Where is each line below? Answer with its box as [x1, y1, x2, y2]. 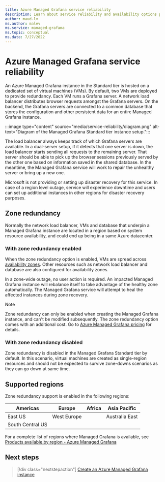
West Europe [52, 413, 82, 420]
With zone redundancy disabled [5, 339, 83, 346]
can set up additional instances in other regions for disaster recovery [5, 190, 145, 195]
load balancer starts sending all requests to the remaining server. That [5, 149, 147, 155]
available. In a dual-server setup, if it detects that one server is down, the [5, 143, 153, 149]
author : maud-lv [5, 16, 38, 21]
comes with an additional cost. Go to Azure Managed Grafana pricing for [5, 321, 152, 327]
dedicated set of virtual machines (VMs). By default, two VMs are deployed [5, 88, 157, 94]
